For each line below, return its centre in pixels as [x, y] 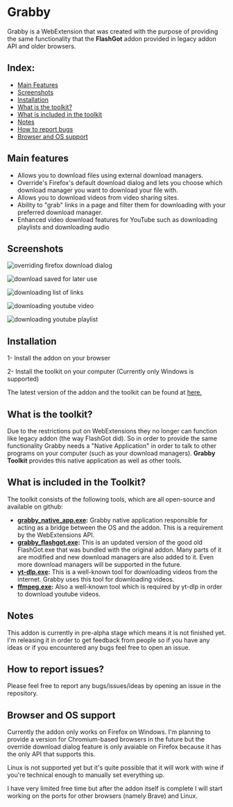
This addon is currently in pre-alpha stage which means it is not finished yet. [116, 632]
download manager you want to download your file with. [97, 190]
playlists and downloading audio [63, 227]
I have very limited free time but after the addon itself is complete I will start [115, 789]
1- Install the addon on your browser [59, 358]
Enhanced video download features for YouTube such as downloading [117, 219]
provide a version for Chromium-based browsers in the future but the [106, 740]
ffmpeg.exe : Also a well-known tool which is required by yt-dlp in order [120, 586]
